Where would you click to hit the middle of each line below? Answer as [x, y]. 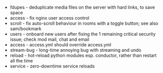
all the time [21, 61]
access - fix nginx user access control [50, 18]
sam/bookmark [26, 29]
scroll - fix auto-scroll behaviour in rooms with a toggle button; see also [84, 23]
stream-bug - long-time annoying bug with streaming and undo [76, 50]
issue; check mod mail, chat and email [50, 39]
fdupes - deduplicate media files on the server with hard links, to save [82, 7]
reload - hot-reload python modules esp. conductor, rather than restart [83, 55]
